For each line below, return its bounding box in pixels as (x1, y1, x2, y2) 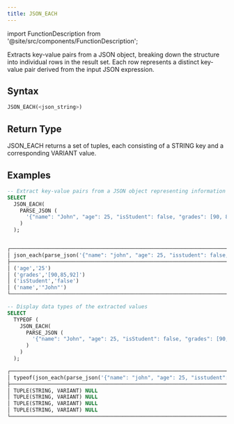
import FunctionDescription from (7, 29, 101, 38)
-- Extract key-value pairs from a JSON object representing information (7, 188, 226, 195)
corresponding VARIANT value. (7, 149, 97, 158)
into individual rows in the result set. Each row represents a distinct (7, 57, 200, 66)
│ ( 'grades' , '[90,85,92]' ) (7, 271, 86, 278)
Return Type (7, 123, 62, 135)
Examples (7, 169, 51, 181)
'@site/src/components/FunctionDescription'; (7, 36, 138, 45)
